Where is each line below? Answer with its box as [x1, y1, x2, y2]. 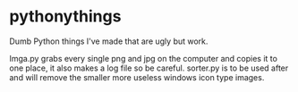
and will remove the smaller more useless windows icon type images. [9, 71, 265, 82]
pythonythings [9, 6, 122, 27]
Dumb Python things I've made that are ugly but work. [9, 36, 209, 46]
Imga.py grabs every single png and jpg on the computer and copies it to [9, 53, 277, 63]
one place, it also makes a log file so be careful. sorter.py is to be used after [9, 63, 289, 73]
